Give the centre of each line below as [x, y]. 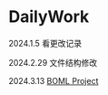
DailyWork [49, 17]
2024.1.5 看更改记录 [45, 43]
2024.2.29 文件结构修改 [53, 62]
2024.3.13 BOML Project [54, 80]
